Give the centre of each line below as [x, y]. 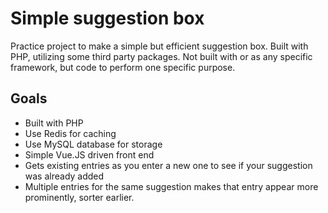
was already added [64, 176]
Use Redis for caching [70, 133]
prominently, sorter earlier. [79, 197]
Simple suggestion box [107, 18]
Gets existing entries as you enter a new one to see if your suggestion [168, 165]
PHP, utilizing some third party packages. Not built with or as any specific [161, 56]
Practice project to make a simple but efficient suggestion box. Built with [159, 46]
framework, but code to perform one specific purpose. [123, 67]
